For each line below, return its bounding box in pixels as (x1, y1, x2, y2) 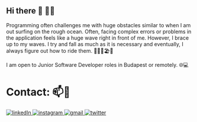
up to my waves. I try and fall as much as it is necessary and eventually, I (6, 40, 183, 47)
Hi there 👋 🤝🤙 (6, 6, 55, 16)
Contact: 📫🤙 (6, 85, 71, 98)
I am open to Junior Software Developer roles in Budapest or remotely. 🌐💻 (6, 61, 189, 68)
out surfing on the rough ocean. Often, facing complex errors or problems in (6, 28, 192, 35)
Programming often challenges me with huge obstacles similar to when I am (6, 21, 191, 28)
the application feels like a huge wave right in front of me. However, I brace (6, 34, 189, 41)
